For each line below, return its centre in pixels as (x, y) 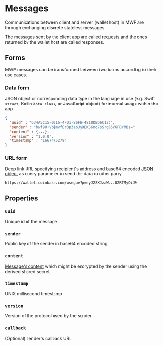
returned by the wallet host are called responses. (55, 42)
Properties (22, 198)
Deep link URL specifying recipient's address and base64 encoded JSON (79, 169)
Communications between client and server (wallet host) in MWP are (75, 22)
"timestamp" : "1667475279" (38, 141)
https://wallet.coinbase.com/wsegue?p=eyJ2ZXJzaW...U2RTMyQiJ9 (71, 183)
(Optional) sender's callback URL (39, 338)
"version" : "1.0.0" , (32, 136)
